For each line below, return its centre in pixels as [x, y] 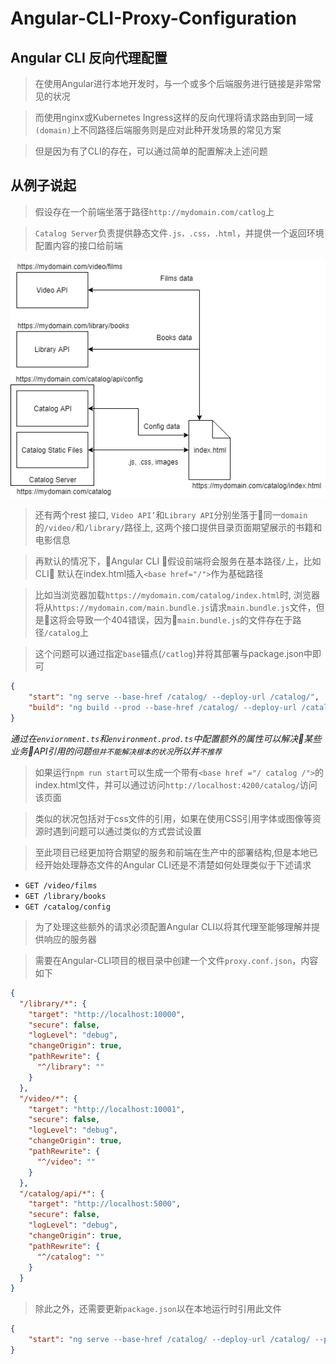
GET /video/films [61, 885]
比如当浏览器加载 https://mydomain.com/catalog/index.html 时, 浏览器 [177, 595]
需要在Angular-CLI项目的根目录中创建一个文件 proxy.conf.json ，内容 [176, 960]
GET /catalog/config [67, 907]
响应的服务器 [70, 939]
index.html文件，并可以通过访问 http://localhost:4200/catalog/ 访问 [176, 784]
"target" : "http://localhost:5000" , [105, 1204]
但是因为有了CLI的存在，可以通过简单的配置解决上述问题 [151, 151]
